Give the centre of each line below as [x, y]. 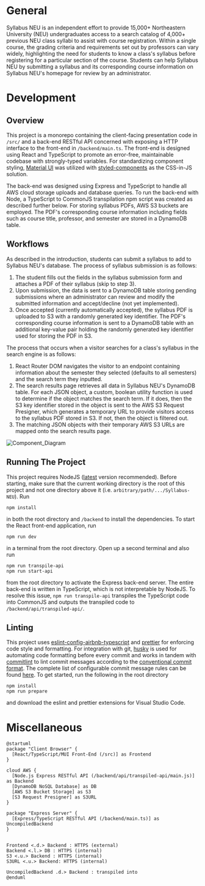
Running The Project [46, 462]
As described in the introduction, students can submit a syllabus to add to [99, 259]
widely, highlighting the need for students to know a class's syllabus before [101, 53]
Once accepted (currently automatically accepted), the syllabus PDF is [104, 310]
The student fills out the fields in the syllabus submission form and [99, 277]
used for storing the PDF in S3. [54, 336]
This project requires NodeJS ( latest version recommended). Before [92, 477]
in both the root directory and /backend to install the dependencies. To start [101, 519]
